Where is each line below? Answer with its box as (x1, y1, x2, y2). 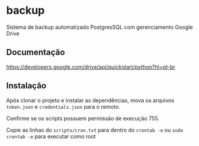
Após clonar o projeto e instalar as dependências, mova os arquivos (6, 97, 174, 104)
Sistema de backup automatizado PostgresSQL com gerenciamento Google (6, 23, 194, 31)
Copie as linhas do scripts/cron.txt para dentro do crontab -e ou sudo (6, 126, 183, 133)
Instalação (6, 81, 47, 91)
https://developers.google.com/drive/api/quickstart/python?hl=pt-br (6, 63, 176, 70)
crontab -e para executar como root (6, 133, 96, 140)
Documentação (6, 47, 65, 58)
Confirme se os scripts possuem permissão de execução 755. (6, 115, 159, 122)
